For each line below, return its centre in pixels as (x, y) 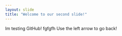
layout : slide (20, 10)
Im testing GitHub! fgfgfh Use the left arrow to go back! (61, 28)
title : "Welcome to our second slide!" (46, 14)
